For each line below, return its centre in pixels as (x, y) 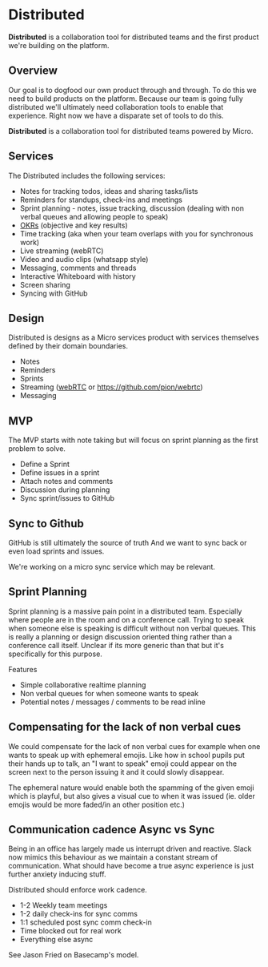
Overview (33, 71)
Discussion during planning (65, 490)
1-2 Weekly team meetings (64, 905)
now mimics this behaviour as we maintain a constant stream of (113, 857)
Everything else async (56, 940)
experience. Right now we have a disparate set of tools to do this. (116, 115)
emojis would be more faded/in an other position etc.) (97, 804)
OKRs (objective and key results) (74, 225)
